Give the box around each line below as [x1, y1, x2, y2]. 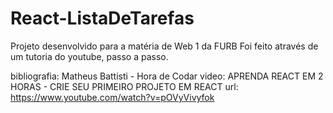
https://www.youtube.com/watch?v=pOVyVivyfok [10, 91, 215, 103]
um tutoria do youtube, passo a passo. [10, 50, 169, 62]
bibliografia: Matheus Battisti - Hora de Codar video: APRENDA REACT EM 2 [10, 70, 324, 82]
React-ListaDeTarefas [10, 7, 195, 30]
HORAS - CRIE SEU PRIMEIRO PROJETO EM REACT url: [10, 80, 239, 92]
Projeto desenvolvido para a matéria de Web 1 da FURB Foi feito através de [10, 40, 319, 52]
